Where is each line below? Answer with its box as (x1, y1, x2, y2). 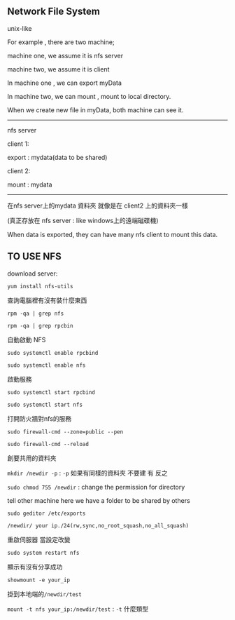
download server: (7, 269, 58, 278)
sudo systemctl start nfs (7, 401, 83, 408)
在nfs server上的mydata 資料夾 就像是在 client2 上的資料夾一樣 (7, 201, 189, 210)
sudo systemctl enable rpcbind (7, 349, 99, 356)
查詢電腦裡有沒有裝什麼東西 (7, 296, 87, 304)
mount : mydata (7, 180, 52, 189)
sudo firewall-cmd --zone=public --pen (7, 428, 124, 436)
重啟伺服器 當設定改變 (7, 535, 71, 544)
